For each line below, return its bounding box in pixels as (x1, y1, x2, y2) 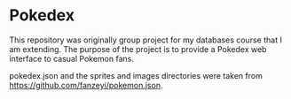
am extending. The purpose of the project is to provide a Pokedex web (9, 43, 267, 54)
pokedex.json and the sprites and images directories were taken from (9, 70, 263, 80)
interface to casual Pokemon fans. (9, 53, 135, 64)
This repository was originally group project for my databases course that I (9, 34, 282, 45)
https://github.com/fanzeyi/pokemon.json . (9, 80, 163, 90)
